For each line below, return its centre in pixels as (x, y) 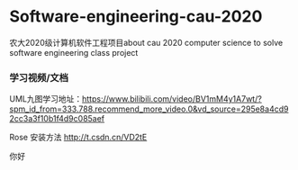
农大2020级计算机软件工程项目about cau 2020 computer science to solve (146, 42)
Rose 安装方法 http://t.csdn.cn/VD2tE (78, 138)
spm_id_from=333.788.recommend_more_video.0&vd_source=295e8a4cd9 (149, 109)
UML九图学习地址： (46, 99)
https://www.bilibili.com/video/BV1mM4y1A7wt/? (172, 99)
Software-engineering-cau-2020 (136, 17)
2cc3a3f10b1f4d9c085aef (57, 119)
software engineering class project (74, 52)
